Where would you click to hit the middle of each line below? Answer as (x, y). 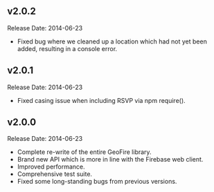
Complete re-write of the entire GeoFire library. (84, 152)
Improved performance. (51, 167)
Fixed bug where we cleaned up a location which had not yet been (112, 41)
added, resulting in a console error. (67, 48)
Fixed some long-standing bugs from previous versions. (97, 182)
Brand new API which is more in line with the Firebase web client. (110, 160)
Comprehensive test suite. (54, 174)
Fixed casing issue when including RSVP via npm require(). (101, 100)
